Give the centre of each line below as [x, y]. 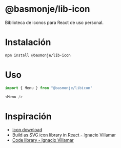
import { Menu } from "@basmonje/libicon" [49, 88]
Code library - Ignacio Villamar [43, 140]
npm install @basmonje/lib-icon [38, 55]
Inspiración [29, 116]
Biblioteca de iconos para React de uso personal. [54, 22]
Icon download [27, 130]
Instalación [28, 42]
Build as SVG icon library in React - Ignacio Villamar [64, 135]
